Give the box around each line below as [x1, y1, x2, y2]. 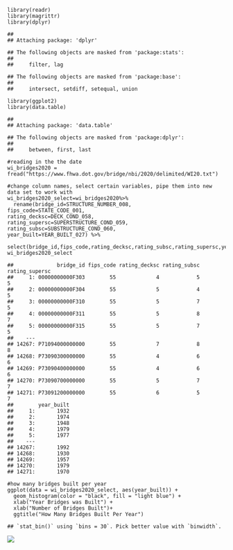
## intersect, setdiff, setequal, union [7, 85, 138, 92]
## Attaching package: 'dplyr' [7, 37, 98, 44]
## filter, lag [7, 61, 64, 68]
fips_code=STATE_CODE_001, [7, 207, 85, 214]
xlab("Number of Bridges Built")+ [13, 505, 113, 512]
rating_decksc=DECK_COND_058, [7, 213, 95, 220]
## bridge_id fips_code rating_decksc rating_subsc [7, 262, 200, 269]
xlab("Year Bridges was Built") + [13, 499, 113, 506]
